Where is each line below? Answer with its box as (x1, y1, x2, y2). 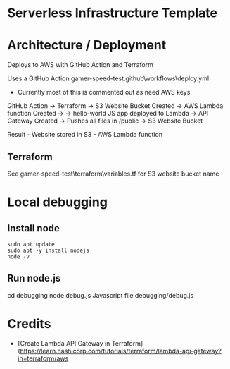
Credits (7, 315, 51, 332)
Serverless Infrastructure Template (7, 5, 218, 21)
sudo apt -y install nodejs (7, 247, 90, 254)
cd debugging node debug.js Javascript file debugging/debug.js (7, 291, 194, 299)
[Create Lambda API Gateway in (17, 339, 110, 347)
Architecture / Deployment (7, 37, 167, 54)
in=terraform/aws (17, 354, 69, 363)
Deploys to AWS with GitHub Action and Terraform (7, 61, 153, 69)
